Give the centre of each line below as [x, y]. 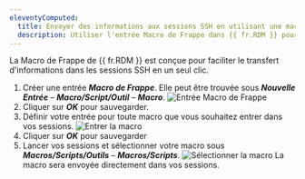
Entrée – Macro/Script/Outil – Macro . [94, 97]
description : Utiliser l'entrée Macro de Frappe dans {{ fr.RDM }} [148, 35]
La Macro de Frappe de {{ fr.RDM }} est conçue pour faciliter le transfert [144, 61]
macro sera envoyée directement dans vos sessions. [121, 165]
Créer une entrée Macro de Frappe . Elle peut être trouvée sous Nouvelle [159, 88]
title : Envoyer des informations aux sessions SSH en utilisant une [150, 26]
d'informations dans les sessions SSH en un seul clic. [109, 70]
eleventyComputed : [44, 18]
